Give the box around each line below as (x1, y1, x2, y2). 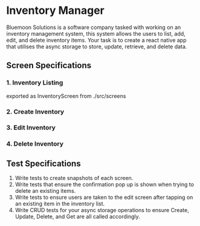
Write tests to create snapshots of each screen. (15, 175, 134, 182)
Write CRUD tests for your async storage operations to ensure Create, (15, 207, 189, 214)
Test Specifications (6, 158, 81, 169)
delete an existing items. (15, 187, 76, 195)
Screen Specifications (6, 60, 92, 71)
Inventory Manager (6, 4, 105, 18)
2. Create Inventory (6, 107, 65, 115)
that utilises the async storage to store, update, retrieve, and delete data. (6, 43, 187, 50)
